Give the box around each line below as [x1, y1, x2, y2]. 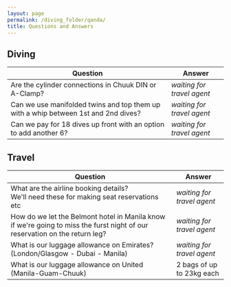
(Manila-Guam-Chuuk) [10, 268, 87, 278]
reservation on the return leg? [10, 229, 107, 238]
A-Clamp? [10, 89, 45, 98]
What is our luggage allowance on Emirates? [10, 240, 154, 249]
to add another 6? [10, 128, 68, 138]
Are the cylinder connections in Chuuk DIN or [10, 80, 157, 90]
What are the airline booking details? [10, 183, 129, 193]
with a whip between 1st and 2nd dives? [10, 108, 141, 118]
